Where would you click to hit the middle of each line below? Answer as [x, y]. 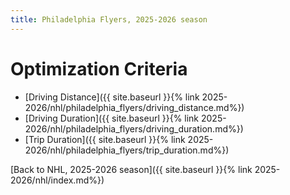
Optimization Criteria [99, 68]
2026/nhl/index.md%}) [57, 180]
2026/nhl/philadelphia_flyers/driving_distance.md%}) [134, 107]
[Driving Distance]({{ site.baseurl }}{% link [112, 97]
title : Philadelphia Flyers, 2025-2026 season [109, 19]
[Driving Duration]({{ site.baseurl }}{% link [112, 118]
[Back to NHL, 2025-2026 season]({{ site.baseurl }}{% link [131, 169]
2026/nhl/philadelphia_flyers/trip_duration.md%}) [127, 150]
